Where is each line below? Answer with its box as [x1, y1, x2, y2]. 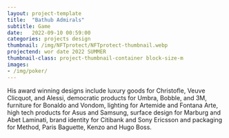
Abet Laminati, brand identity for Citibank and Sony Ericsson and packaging [7, 115, 223, 124]
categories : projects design [7, 36, 91, 43]
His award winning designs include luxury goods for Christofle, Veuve [7, 87, 206, 95]
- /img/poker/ [7, 67, 48, 74]
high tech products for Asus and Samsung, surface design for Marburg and [7, 108, 221, 117]
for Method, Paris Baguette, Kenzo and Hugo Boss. [7, 123, 152, 131]
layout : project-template [7, 10, 81, 17]
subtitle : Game [7, 23, 51, 30]
